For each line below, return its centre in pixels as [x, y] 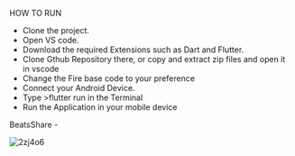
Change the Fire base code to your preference [109, 78]
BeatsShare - [34, 124]
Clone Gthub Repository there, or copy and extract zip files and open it [154, 59]
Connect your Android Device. [78, 88]
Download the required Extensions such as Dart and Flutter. [133, 50]
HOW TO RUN [36, 13]
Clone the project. [56, 30]
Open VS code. [51, 40]
